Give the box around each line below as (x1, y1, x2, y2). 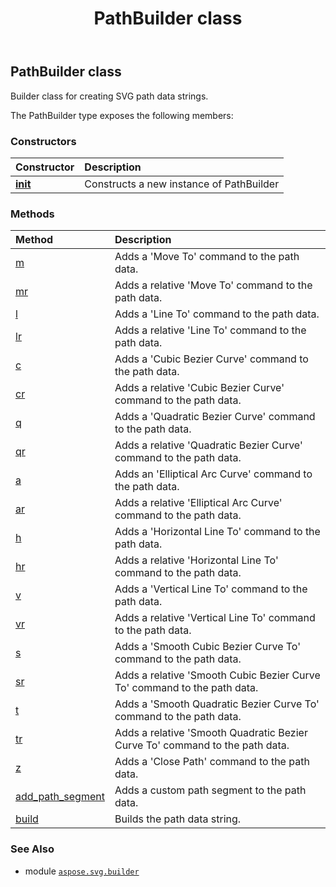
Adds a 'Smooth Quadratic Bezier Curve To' (114, 697, 320, 711)
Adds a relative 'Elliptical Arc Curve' (114, 496, 283, 510)
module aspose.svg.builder (24, 865, 140, 877)
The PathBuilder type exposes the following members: (10, 109, 234, 121)
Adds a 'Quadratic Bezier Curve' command (114, 410, 316, 424)
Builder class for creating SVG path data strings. (10, 90, 209, 102)
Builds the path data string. (114, 812, 242, 826)
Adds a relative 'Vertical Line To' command (114, 611, 316, 625)
